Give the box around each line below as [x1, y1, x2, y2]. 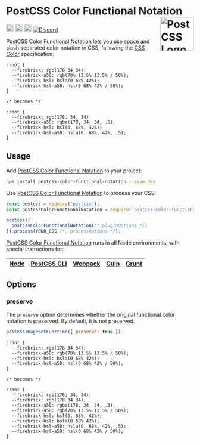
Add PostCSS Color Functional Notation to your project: [6, 167, 142, 174]
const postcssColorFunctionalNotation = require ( [6, 206, 132, 212]
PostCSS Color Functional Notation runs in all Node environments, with [6, 239, 180, 246]
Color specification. [6, 50, 55, 57]
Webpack [72, 259, 101, 268]
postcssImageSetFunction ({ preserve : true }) [6, 329, 121, 335]
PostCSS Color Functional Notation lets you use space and [6, 38, 150, 45]
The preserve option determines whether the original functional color [6, 311, 176, 318]
